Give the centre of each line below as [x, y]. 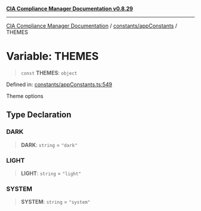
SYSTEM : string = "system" [56, 202]
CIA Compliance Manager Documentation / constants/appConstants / [92, 26]
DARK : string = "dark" [49, 145]
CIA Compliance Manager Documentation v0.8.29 [70, 9]
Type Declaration [39, 115]
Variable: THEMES [52, 56]
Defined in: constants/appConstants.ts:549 [59, 84]
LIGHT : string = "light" [51, 173]
